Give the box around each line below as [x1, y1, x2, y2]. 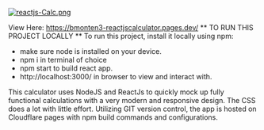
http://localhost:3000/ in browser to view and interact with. [19, 72, 212, 81]
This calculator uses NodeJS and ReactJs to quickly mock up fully [8, 87, 224, 97]
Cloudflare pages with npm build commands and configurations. [8, 113, 218, 122]
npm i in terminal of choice [19, 55, 107, 64]
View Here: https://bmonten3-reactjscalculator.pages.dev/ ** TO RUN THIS [8, 23, 254, 32]
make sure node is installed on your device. [19, 47, 163, 55]
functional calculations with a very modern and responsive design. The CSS [8, 96, 256, 105]
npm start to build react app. [19, 63, 113, 73]
